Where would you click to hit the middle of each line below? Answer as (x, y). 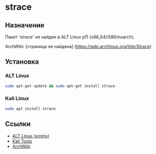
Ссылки (18, 124)
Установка (22, 62)
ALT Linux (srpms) (31, 136)
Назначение (25, 25)
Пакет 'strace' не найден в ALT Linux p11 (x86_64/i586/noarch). (70, 37)
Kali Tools (22, 141)
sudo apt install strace (30, 109)
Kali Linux (17, 99)
